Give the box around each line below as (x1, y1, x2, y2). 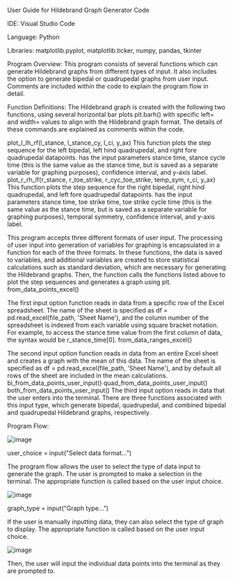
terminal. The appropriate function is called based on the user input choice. (7, 477, 223, 485)
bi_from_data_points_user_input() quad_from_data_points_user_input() (7, 379, 208, 387)
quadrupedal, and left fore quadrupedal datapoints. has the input (7, 191, 193, 198)
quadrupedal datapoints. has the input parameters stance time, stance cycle (7, 153, 226, 162)
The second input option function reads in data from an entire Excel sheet (7, 349, 218, 357)
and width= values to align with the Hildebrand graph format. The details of (7, 118, 223, 126)
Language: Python (7, 33, 61, 41)
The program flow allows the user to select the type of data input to (7, 462, 201, 471)
